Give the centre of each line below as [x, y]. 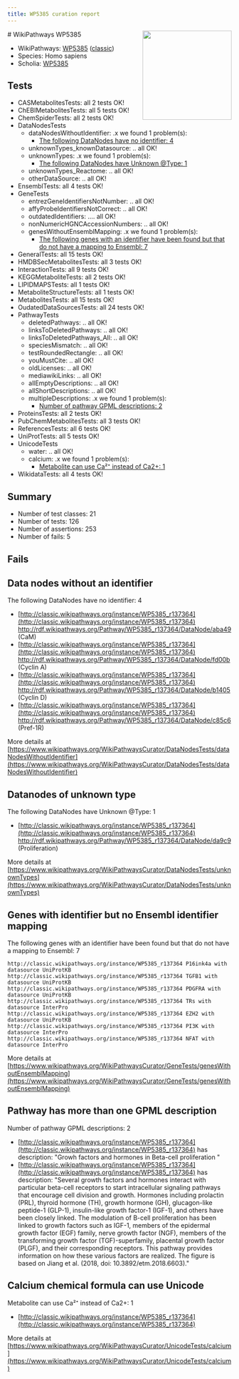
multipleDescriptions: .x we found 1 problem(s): [97, 398]
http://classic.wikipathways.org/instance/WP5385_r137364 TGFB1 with [113, 977]
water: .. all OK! [51, 452]
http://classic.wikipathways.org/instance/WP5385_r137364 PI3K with [111, 1027]
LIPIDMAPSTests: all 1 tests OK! [64, 285]
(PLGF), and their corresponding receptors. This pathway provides [115, 1248]
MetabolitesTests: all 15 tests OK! [66, 300]
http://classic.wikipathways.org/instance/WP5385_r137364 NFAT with [111, 1039]
